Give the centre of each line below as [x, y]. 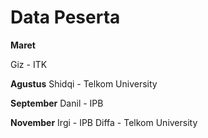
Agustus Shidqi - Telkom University [84, 83]
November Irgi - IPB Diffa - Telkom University [104, 122]
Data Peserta [65, 17]
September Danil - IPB [57, 103]
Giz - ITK [29, 64]
